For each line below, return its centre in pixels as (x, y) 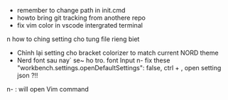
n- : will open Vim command (48, 89)
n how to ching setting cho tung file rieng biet (73, 39)
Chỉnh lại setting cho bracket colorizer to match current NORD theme (118, 53)
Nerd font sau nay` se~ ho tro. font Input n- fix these (93, 60)
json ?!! (27, 75)
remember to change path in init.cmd (71, 10)
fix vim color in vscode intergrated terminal (80, 25)
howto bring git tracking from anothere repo (81, 18)
